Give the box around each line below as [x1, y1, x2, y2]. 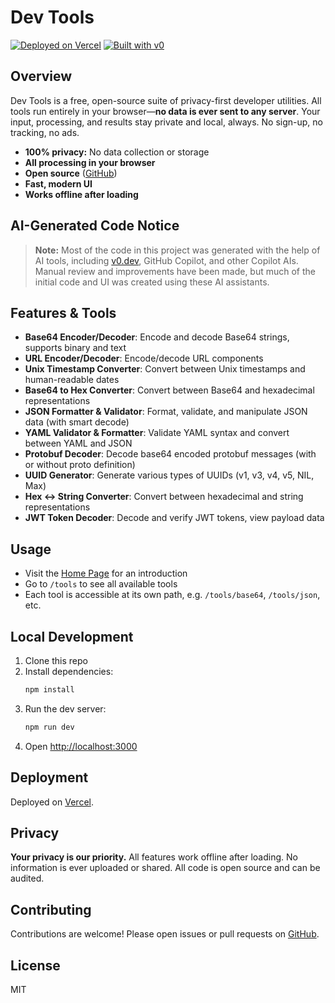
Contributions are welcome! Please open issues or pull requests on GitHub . [10, 928, 320, 940]
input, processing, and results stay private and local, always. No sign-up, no [10, 116, 324, 128]
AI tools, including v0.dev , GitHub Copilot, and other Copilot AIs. [34, 254, 299, 266]
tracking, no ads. [10, 126, 80, 138]
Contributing [10, 901, 92, 918]
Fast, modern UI [24, 177, 93, 190]
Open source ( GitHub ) [24, 167, 118, 179]
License [10, 957, 61, 974]
